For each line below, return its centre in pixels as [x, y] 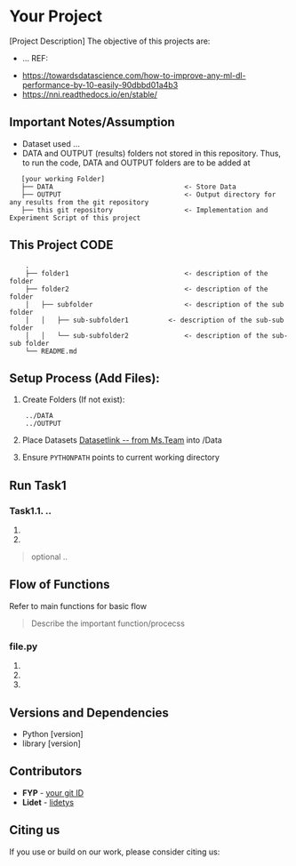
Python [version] [52, 734]
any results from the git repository [79, 202]
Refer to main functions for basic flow [78, 605]
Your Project [56, 16]
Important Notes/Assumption [92, 122]
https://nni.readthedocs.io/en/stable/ [90, 94]
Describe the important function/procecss [108, 623]
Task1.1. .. [30, 510]
